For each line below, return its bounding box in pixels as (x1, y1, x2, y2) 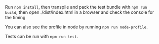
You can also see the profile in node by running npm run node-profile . (5, 24, 148, 30)
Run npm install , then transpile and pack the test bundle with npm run (5, 4, 147, 10)
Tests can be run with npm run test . (5, 34, 78, 39)
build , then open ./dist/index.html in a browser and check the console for (5, 9, 154, 15)
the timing (5, 15, 26, 20)
